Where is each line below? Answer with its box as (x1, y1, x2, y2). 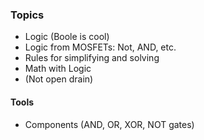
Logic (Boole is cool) (24, 31, 110, 43)
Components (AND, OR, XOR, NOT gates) (24, 118, 195, 130)
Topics (10, 8, 45, 22)
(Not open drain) (24, 73, 94, 85)
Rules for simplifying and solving (24, 52, 160, 64)
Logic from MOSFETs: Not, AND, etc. (24, 41, 177, 53)
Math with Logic (24, 63, 92, 75)
